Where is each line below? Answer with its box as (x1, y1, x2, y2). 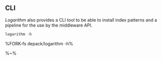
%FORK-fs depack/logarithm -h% (5, 40, 73, 46)
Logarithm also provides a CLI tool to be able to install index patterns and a (5, 17, 158, 23)
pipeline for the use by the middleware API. (5, 22, 93, 28)
